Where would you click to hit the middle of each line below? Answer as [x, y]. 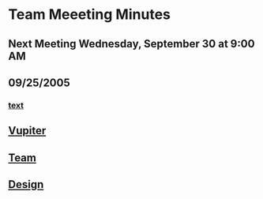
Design [26, 184]
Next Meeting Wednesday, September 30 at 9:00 [131, 44]
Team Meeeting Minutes [90, 15]
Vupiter [27, 131]
